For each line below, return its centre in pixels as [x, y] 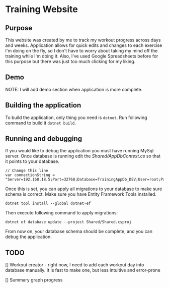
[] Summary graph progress [34, 280]
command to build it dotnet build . [41, 123]
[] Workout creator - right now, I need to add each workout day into [75, 265]
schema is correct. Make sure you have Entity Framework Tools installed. [81, 194]
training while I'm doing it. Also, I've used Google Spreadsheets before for [82, 56]
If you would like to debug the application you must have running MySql [79, 151]
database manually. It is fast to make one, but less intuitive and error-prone [83, 270]
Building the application [43, 105]
